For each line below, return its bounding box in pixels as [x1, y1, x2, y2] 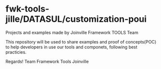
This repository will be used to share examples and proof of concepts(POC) [5, 39, 157, 44]
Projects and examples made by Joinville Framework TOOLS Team [5, 29, 139, 35]
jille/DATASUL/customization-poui [5, 14, 147, 25]
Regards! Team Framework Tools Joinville [5, 58, 89, 64]
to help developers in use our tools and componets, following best [5, 44, 138, 50]
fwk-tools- [5, 3, 49, 14]
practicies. [5, 49, 27, 55]
